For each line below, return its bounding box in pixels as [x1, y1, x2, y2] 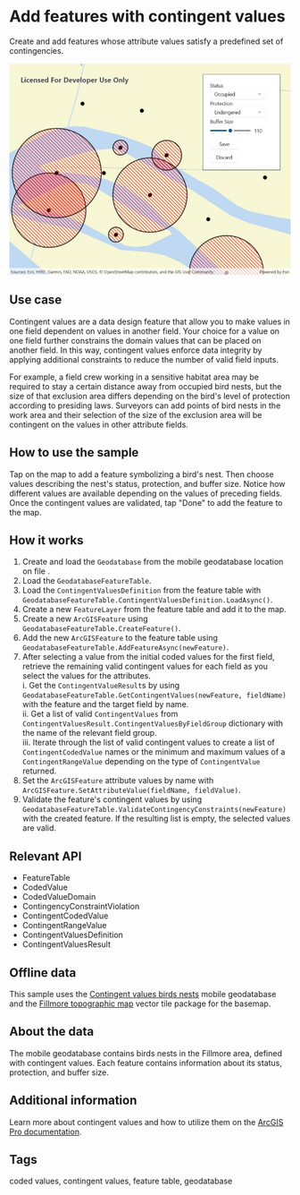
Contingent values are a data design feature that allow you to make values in [9, 316, 290, 327]
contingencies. [9, 45, 64, 55]
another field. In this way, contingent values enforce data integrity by [9, 345, 262, 355]
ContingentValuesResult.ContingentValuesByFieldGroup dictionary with [21, 718, 284, 729]
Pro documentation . [9, 1126, 82, 1137]
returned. [21, 765, 57, 776]
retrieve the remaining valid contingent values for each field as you [21, 661, 269, 672]
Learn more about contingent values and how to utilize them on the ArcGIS [9, 1116, 284, 1127]
